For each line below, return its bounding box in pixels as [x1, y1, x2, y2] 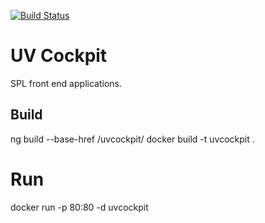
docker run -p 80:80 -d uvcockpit [10, 201, 149, 213]
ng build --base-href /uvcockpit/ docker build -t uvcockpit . [10, 133, 255, 145]
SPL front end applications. [10, 77, 122, 89]
